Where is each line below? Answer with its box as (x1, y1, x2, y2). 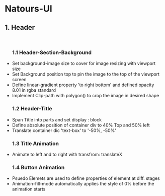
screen (12, 77, 27, 83)
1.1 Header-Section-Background (12, 49, 92, 56)
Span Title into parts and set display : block (12, 116, 102, 122)
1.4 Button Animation (12, 164, 65, 171)
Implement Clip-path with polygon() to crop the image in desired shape (12, 93, 159, 99)
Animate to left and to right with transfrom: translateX (12, 151, 123, 157)
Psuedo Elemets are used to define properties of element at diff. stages (12, 175, 160, 181)
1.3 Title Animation (12, 140, 59, 147)
